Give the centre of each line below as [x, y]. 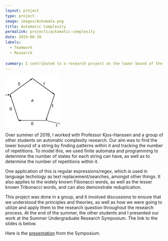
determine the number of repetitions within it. [52, 162]
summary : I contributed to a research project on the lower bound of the [84, 63]
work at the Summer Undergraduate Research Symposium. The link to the [81, 218]
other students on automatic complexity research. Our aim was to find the [81, 140]
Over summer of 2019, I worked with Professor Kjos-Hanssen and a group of [84, 135]
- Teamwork [21, 48]
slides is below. [21, 223]
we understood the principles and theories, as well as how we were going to [84, 202]
